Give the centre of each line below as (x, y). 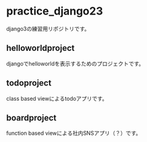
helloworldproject (41, 48)
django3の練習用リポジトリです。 (48, 29)
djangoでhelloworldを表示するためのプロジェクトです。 (75, 63)
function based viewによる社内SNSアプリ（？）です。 (74, 133)
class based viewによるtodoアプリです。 (57, 98)
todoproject (29, 83)
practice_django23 (55, 11)
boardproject (31, 117)
